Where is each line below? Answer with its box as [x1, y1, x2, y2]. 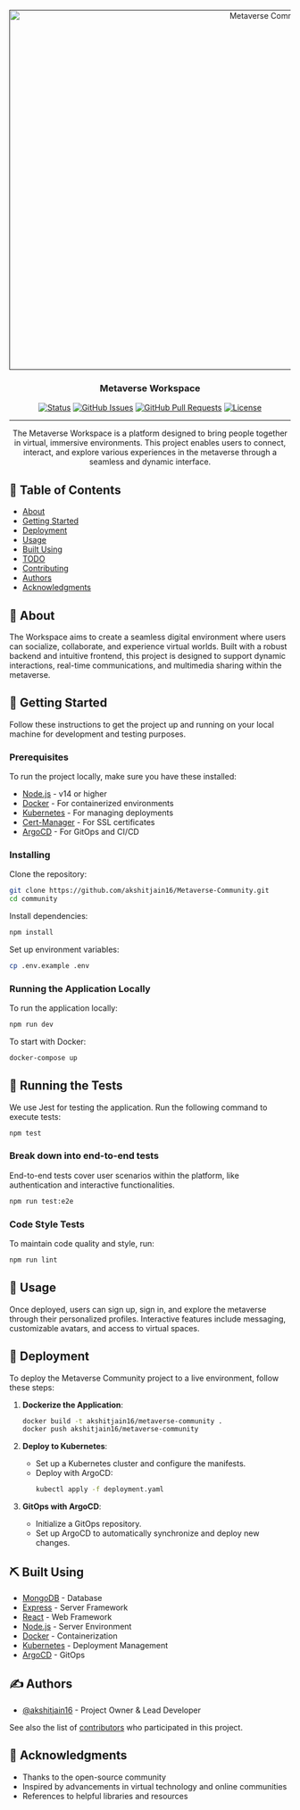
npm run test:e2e [9, 1197, 74, 1205]
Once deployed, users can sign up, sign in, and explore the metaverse [9, 1304, 267, 1314]
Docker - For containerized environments [21, 798, 174, 809]
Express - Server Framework [21, 1602, 129, 1613]
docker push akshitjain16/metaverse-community [21, 1425, 199, 1434]
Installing [9, 848, 51, 861]
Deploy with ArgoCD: [35, 1468, 113, 1479]
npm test [9, 1129, 42, 1138]
